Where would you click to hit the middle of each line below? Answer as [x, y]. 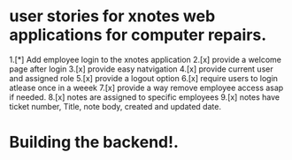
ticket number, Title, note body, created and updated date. [115, 106]
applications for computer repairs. [138, 35]
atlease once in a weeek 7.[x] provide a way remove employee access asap [146, 88]
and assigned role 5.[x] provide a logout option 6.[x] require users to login [144, 78]
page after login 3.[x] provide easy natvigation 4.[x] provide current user [141, 69]
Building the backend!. [94, 142]
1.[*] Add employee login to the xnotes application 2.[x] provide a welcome [145, 59]
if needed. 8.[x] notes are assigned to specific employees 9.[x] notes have [145, 97]
